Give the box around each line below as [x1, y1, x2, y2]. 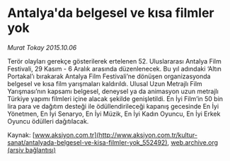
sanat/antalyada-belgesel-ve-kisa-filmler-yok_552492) [7, 138, 168, 146]
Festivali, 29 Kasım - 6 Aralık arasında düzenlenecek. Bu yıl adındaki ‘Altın [7, 64, 222, 73]
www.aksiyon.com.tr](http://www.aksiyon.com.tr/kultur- [34, 131, 198, 139]
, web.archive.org [167, 138, 218, 146]
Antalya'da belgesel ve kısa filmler [7, 5, 214, 21]
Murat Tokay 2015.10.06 [7, 43, 77, 52]
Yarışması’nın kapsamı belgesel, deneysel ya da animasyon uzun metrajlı [7, 87, 219, 95]
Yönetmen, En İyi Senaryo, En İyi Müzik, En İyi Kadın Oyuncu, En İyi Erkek [7, 109, 221, 118]
